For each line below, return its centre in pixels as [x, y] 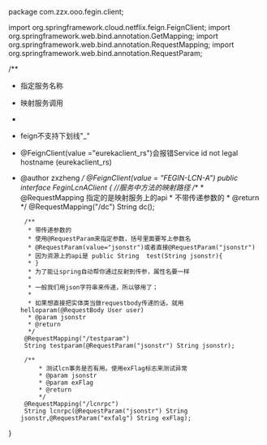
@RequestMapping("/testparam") [77, 339]
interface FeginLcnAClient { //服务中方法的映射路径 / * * [112, 187]
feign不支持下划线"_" [55, 136]
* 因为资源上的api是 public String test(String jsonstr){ [125, 256]
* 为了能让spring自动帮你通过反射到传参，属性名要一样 [109, 272]
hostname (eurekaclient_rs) [66, 162]
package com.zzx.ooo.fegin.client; [66, 12]
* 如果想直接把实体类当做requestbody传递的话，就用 [106, 303]
